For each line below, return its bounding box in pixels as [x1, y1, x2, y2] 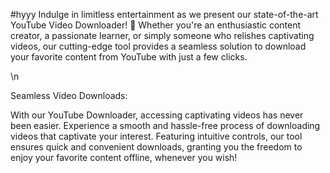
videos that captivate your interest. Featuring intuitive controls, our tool [10, 130, 303, 142]
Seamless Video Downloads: [10, 90, 128, 101]
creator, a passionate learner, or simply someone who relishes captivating [10, 30, 315, 41]
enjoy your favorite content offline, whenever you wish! [10, 152, 238, 163]
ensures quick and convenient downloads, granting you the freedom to [10, 141, 303, 153]
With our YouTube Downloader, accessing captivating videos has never [10, 109, 304, 121]
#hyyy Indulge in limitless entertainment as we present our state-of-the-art [10, 9, 319, 20]
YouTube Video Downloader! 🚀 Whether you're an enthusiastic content [10, 19, 302, 31]
